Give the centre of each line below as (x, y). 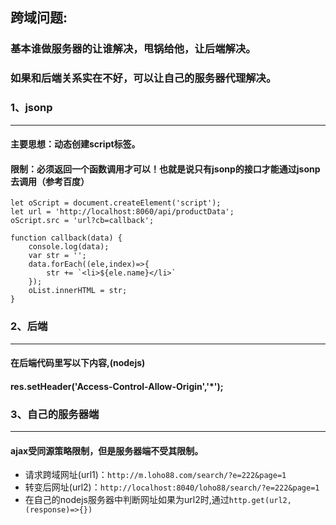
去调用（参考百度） (50, 181)
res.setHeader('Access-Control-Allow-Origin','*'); (117, 386)
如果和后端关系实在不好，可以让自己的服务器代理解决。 (143, 78)
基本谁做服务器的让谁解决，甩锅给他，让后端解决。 (133, 49)
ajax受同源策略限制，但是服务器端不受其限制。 (107, 450)
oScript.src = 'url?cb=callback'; (82, 221)
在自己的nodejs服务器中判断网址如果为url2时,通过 (127, 500)
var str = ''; (57, 256)
